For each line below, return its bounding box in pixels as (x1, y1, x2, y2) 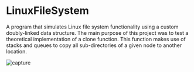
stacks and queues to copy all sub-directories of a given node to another (6, 42, 182, 49)
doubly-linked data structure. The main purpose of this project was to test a (6, 29, 189, 36)
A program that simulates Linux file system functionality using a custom (6, 23, 179, 30)
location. (6, 48, 28, 55)
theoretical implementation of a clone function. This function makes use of (6, 35, 186, 42)
